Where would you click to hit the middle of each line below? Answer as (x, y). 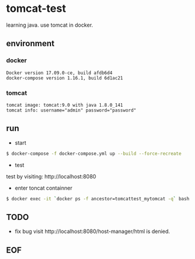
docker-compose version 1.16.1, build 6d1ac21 (65, 78)
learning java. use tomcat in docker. (50, 25)
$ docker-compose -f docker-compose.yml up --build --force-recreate (94, 154)
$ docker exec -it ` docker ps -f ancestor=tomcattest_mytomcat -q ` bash (98, 199)
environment (30, 44)
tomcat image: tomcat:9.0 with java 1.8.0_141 (65, 105)
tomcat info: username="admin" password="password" (71, 110)
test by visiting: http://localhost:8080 (51, 176)
